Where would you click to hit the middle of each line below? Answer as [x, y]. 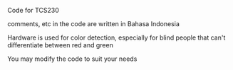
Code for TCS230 [33, 10]
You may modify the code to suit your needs [72, 59]
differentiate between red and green [61, 45]
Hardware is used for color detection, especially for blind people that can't [116, 37]
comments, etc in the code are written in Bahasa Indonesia [93, 24]
